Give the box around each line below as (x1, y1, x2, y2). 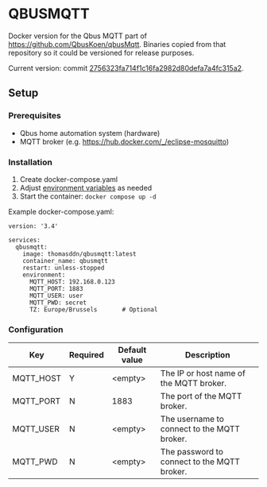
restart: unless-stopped (22, 264, 105, 272)
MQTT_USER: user (29, 292, 83, 300)
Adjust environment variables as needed (19, 183, 153, 192)
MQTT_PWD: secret (29, 299, 87, 307)
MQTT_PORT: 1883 (29, 284, 83, 292)
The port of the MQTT (160, 391, 242, 402)
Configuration (8, 323, 64, 334)
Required (68, 350, 105, 361)
